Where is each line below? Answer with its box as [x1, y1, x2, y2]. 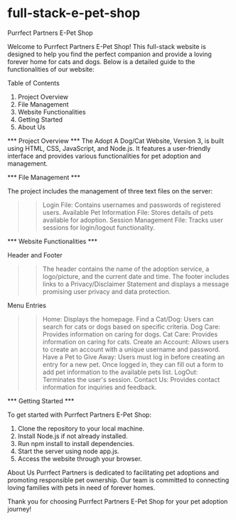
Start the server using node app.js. [17, 447, 119, 455]
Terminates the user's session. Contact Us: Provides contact [42, 375, 220, 383]
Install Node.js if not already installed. [17, 432, 128, 440]
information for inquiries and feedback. [42, 383, 157, 391]
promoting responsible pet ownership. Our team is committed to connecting [7, 475, 230, 484]
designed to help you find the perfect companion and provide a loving [7, 50, 212, 58]
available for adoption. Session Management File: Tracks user [42, 216, 224, 224]
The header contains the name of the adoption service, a [42, 265, 210, 273]
